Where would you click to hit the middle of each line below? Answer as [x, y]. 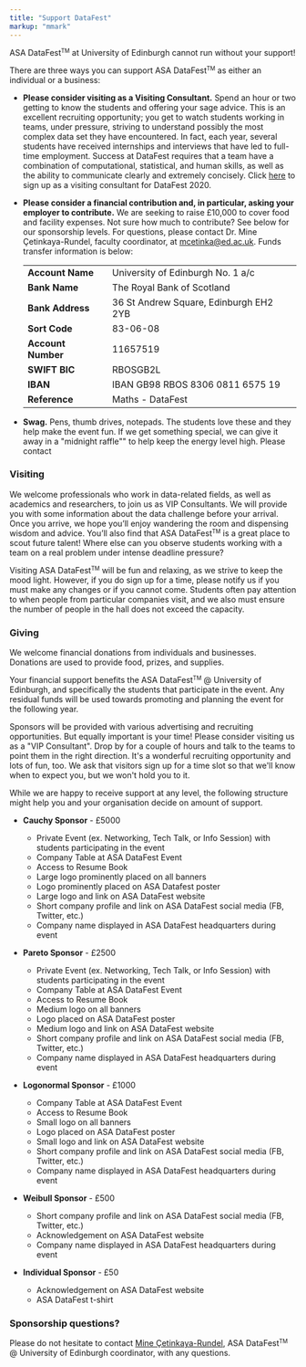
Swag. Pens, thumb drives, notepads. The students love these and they [157, 422]
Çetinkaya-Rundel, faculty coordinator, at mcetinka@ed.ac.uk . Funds [152, 241]
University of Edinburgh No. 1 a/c [184, 272]
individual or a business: [55, 79]
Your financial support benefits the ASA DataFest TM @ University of [136, 680]
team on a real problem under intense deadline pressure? [117, 552]
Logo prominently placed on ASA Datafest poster [128, 887]
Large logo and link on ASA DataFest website [121, 897]
